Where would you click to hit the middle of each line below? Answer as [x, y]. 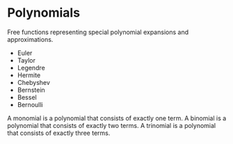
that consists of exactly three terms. [59, 133]
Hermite [29, 75]
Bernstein [31, 90]
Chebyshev [34, 82]
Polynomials [44, 13]
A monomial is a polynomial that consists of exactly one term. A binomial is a [117, 118]
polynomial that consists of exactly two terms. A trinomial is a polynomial [112, 125]
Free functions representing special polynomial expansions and [98, 32]
